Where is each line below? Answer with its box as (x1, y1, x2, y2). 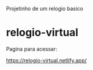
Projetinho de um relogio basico (6, 5, 84, 12)
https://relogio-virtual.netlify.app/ (6, 56, 87, 64)
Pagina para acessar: (6, 45, 58, 52)
